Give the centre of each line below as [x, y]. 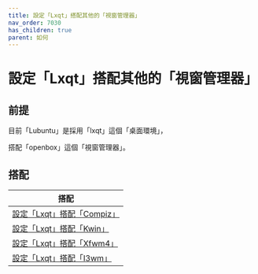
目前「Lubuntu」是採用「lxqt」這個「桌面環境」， [88, 131]
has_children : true [40, 30]
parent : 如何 [28, 37]
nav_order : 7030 [35, 23]
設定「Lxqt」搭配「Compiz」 [66, 214]
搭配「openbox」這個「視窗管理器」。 [69, 147]
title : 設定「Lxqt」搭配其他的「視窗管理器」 [75, 15]
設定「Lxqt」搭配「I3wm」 [62, 258]
